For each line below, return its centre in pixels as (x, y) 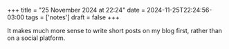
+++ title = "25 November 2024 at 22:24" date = (76, 10)
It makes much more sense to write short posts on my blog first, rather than (115, 31)
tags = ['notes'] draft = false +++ (73, 17)
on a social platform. (36, 38)
